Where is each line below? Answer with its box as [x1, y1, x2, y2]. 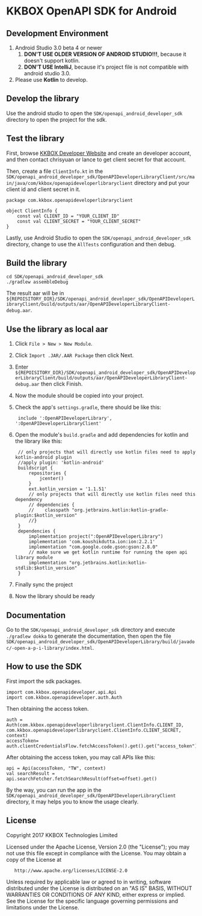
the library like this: [14, 438, 63, 445]
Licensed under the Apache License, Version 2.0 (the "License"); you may [6, 843, 190, 850]
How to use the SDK [6, 661, 82, 672]
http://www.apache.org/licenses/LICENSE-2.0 [14, 867, 128, 874]
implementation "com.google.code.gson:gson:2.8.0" [28, 544, 158, 550]
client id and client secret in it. [6, 185, 81, 193]
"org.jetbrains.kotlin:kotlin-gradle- [72, 507, 169, 513]
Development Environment [6, 28, 109, 39]
